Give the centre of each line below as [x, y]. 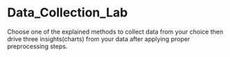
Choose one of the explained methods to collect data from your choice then [115, 32]
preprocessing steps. [37, 46]
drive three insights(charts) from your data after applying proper [99, 38]
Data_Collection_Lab [68, 13]
